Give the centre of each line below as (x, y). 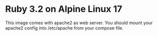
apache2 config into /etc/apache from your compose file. (64, 28)
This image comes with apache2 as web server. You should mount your (79, 23)
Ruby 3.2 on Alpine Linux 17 (64, 9)
